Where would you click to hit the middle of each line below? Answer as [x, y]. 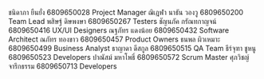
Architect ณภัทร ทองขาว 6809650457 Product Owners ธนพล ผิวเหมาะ [114, 39]
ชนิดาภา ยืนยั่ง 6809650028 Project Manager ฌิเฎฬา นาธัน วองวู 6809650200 [126, 12]
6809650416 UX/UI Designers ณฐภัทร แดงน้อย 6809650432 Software [119, 30]
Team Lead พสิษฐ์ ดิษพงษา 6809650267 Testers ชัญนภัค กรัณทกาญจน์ [112, 21]
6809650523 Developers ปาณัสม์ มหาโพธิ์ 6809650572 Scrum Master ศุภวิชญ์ [129, 57]
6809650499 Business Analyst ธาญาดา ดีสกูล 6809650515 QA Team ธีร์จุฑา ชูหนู [132, 48]
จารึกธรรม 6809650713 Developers [63, 66]
